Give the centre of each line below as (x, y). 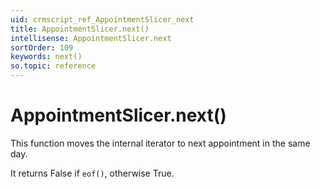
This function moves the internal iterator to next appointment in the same (160, 143)
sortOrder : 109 (42, 47)
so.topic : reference (53, 66)
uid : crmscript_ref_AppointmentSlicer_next (102, 19)
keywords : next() (46, 57)
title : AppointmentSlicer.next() (80, 29)
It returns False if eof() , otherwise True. (92, 173)
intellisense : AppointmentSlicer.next (91, 38)
